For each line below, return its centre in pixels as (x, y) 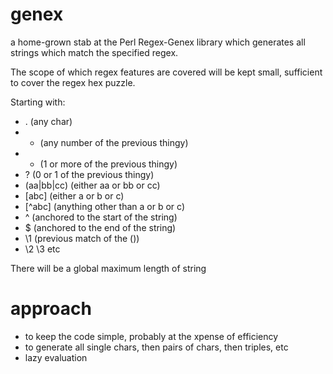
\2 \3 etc (42, 249)
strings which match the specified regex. (94, 52)
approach (51, 309)
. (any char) (48, 121)
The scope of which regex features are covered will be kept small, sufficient (166, 72)
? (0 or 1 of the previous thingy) (89, 174)
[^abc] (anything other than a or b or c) (104, 206)
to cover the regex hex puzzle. (73, 82)
